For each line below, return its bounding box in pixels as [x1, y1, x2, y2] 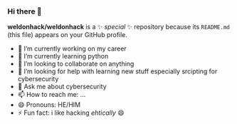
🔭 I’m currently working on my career [17, 44, 127, 53]
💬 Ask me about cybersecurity [17, 82, 107, 91]
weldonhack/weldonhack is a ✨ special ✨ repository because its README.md [7, 23, 230, 31]
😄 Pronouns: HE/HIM [17, 100, 80, 109]
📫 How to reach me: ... [17, 91, 86, 99]
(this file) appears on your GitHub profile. [7, 31, 128, 39]
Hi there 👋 [7, 6, 43, 16]
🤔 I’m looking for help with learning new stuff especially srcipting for [17, 67, 218, 76]
